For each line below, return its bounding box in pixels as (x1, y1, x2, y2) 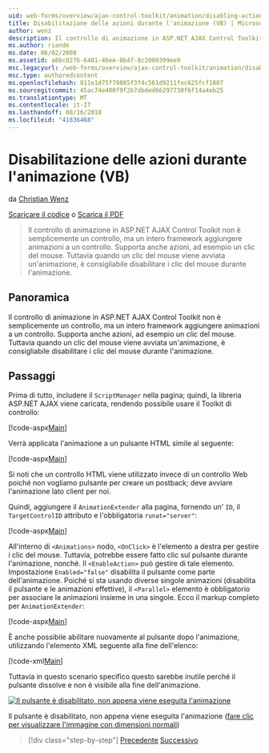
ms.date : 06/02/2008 (8, 49, 78, 57)
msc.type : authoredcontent (8, 71, 98, 79)
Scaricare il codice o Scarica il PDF (8, 209, 124, 219)
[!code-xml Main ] (8, 656, 63, 666)
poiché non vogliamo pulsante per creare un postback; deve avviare (8, 478, 233, 488)
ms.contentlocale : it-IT (8, 101, 91, 109)
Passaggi (8, 369, 56, 383)
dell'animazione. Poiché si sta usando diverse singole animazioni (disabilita (8, 576, 256, 586)
